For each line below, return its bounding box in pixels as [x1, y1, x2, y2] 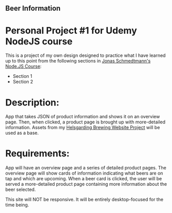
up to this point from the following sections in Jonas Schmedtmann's [5, 58, 151, 64]
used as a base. [5, 130, 39, 136]
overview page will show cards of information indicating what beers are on [5, 170, 163, 176]
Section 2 [12, 79, 33, 85]
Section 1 [12, 73, 32, 79]
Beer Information [5, 4, 61, 13]
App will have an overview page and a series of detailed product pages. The [5, 165, 167, 171]
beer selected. [5, 186, 36, 193]
